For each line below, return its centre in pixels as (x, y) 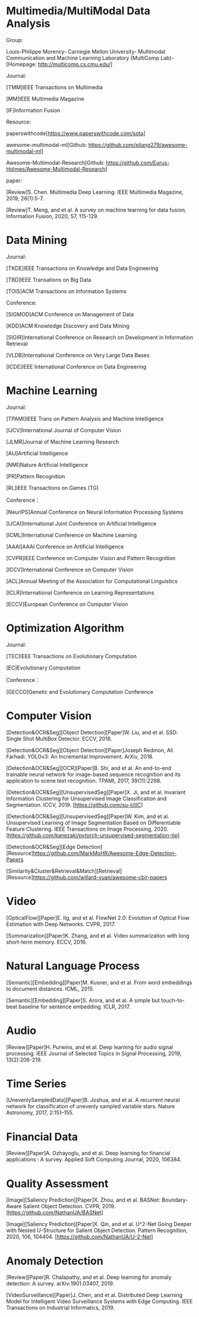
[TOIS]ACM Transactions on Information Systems (66, 291)
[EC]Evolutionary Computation (43, 668)
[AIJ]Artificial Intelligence (37, 453)
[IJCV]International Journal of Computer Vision (64, 430)
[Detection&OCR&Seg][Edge (41, 847)
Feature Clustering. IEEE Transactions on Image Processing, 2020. (87, 829)
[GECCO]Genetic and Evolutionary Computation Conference (80, 691)
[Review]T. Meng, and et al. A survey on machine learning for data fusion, (96, 210)
